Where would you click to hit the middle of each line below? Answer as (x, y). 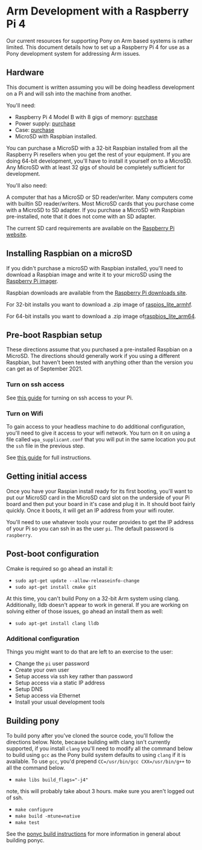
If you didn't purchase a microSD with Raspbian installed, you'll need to (95, 268)
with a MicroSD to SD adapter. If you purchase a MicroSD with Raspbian (96, 210)
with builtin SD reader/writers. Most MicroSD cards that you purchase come (100, 203)
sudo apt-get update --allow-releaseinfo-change (77, 581)
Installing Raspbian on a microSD (69, 254)
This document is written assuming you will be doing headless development (100, 87)
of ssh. (15, 797)
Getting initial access (47, 477)
